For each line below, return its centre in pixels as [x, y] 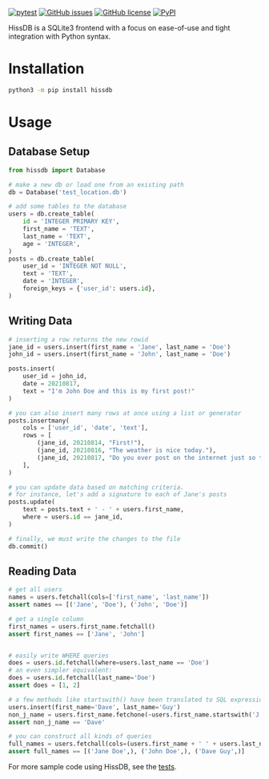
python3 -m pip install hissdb [60, 90]
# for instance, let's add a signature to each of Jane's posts [118, 494]
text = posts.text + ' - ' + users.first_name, [103, 510]
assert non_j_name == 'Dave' [57, 722]
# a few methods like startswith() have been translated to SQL [118, 700]
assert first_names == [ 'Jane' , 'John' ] [77, 634]
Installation [46, 69]
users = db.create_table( [51, 214]
